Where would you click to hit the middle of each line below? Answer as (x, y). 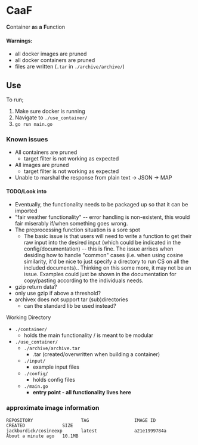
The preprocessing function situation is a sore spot (77, 230)
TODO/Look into (27, 191)
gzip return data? (36, 287)
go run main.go (34, 124)
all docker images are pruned (51, 54)
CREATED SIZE (40, 425)
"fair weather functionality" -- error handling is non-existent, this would (102, 217)
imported (26, 211)
